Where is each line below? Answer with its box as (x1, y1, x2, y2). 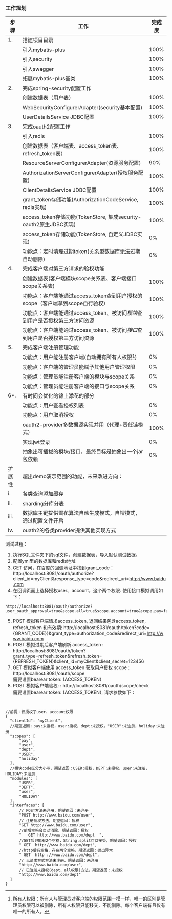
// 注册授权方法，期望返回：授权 (18, 818, 79, 823)
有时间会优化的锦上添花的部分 (22, 392, 95, 399)
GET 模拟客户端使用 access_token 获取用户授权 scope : (12, 664, 130, 671)
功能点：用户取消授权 (22, 411, 74, 419)
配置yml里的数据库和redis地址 (12, 558, 76, 564)
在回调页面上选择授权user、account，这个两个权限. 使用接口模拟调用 (12, 587, 159, 593)
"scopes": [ (10, 734, 36, 739)
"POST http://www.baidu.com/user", (18, 812, 95, 818)
